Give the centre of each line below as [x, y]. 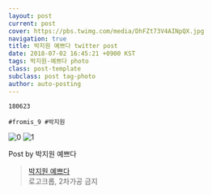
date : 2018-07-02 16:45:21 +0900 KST [72, 54]
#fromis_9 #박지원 [37, 122]
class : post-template [45, 69]
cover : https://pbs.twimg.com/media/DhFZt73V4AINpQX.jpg [106, 31]
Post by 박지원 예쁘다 [42, 153]
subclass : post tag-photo [52, 76]
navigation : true [38, 39]
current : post [32, 24]
